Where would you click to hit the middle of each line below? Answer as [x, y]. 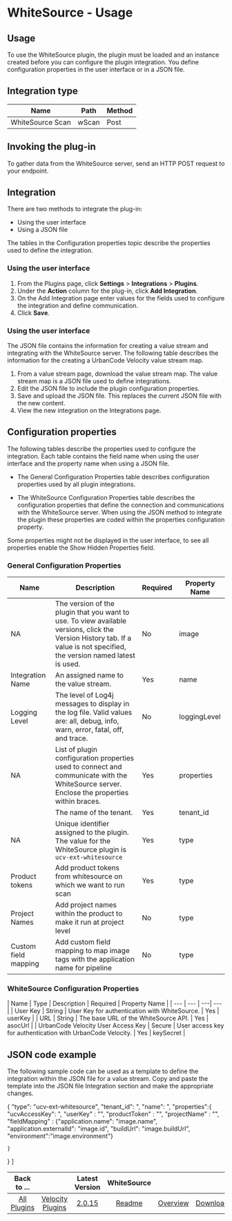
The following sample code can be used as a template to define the [103, 1071]
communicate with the [91, 776]
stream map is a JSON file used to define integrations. [94, 381]
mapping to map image [92, 951]
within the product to [89, 914]
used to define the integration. [50, 251]
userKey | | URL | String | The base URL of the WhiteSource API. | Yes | [108, 1018]
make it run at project [89, 922]
